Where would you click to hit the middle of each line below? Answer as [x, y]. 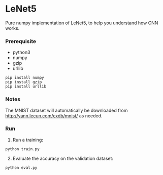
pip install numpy [25, 78]
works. [12, 28]
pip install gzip [24, 82]
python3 [21, 52]
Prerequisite [21, 41]
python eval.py [21, 167]
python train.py [22, 149]
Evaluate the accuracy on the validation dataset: [63, 158]
